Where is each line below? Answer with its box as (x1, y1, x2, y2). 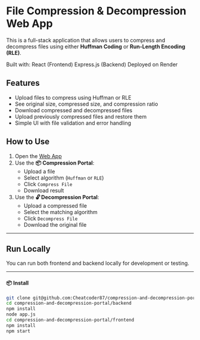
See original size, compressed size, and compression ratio (14, 100, 158, 107)
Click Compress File (23, 180, 73, 187)
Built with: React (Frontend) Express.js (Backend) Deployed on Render (6, 61, 178, 68)
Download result (23, 187, 64, 194)
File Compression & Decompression (6, 4, 186, 18)
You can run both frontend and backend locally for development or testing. (6, 259, 189, 267)
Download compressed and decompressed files (14, 106, 133, 114)
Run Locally (6, 243, 51, 254)
